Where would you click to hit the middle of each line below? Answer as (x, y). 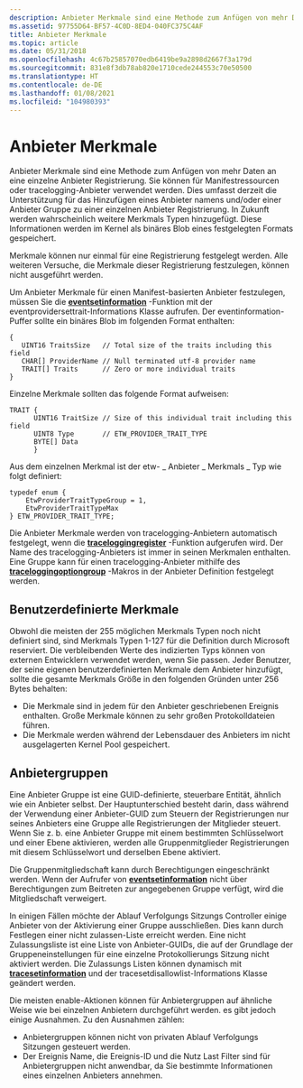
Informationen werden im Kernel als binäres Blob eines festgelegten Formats (151, 229)
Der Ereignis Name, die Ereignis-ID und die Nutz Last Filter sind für (146, 1056)
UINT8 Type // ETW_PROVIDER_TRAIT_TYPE (120, 434)
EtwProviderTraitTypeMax (72, 509)
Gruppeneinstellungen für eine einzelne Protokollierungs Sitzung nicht (139, 954)
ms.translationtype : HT (54, 77)
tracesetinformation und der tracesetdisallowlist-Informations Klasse (138, 973)
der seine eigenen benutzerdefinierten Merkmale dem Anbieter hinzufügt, (147, 669)
